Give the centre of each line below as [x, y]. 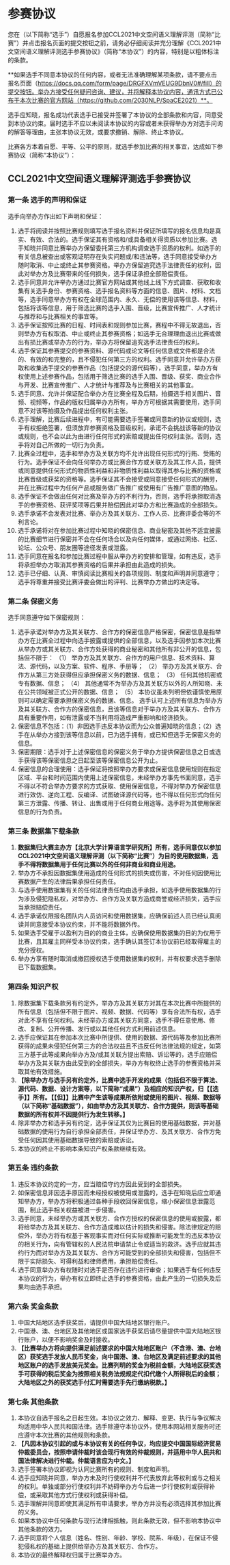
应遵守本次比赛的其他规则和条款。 [66, 1435]
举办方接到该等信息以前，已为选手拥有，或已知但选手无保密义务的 [128, 734]
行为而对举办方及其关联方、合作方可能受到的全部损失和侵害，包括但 [119, 1252]
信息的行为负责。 [42, 812]
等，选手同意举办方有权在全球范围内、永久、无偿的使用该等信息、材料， [119, 299]
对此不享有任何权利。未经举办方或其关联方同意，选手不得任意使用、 [113, 1020]
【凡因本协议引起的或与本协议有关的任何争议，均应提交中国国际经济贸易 [119, 1444]
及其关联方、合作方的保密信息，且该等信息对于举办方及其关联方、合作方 [119, 709]
